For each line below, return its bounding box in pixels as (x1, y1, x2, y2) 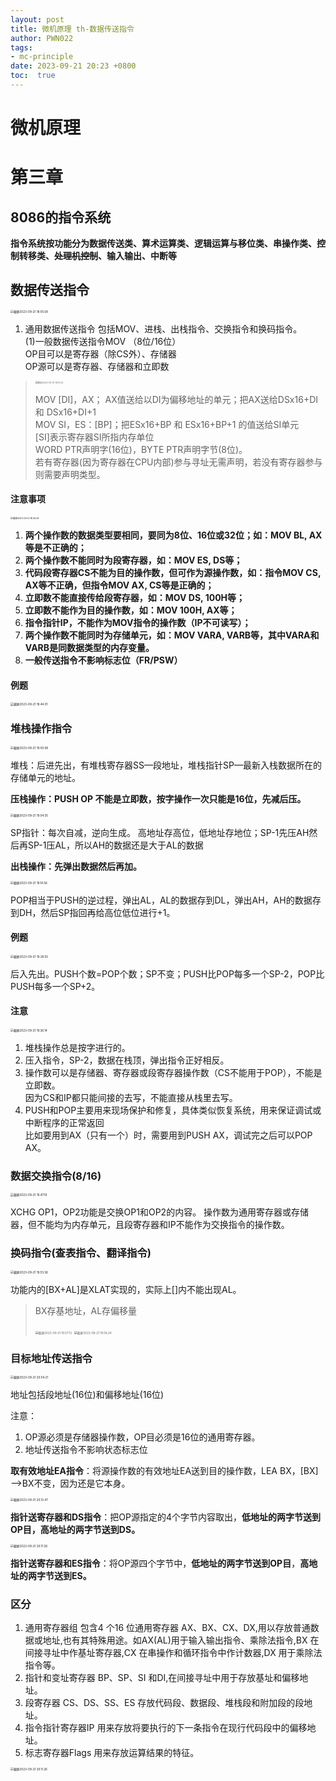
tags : (10, 42, 33, 53)
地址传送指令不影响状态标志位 (24, 1443, 148, 1455)
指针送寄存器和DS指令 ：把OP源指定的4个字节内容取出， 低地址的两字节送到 (10, 1511, 321, 1523)
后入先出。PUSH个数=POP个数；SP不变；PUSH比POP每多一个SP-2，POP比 (10, 967, 325, 980)
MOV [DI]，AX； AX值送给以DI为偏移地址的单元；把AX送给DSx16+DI (34, 393, 319, 405)
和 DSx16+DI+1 (34, 406, 97, 418)
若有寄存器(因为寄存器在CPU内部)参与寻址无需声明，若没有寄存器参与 (34, 456, 323, 468)
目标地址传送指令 (10, 1351, 93, 1365)
